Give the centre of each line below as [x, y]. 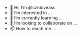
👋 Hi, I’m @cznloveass [33, 8]
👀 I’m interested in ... [31, 13]
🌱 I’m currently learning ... [36, 18]
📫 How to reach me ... [33, 28]
